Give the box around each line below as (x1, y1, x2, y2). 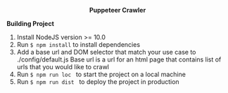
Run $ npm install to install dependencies (16, 41, 141, 48)
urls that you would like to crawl (16, 63, 110, 71)
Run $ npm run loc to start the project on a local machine (16, 70, 186, 78)
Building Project (6, 20, 54, 27)
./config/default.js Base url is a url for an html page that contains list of (16, 55, 222, 64)
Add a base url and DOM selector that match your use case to (16, 48, 196, 56)
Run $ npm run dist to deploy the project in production (16, 78, 180, 86)
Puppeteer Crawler (89, 6, 146, 14)
